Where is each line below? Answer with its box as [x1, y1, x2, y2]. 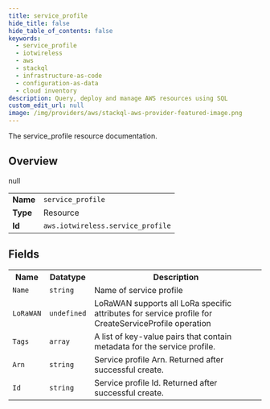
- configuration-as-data [15, 79, 99, 87]
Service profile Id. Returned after [93, 377, 218, 388]
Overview [8, 155, 59, 168]
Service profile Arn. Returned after [93, 353, 224, 365]
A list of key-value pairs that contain [93, 331, 232, 342]
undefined [49, 308, 87, 318]
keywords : [8, 34, 42, 43]
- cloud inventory [15, 86, 78, 95]
